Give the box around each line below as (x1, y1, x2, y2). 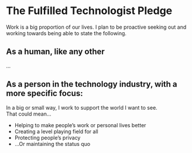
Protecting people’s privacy (14, 134, 81, 141)
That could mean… (6, 110, 52, 117)
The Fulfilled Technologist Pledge (6, 4, 173, 18)
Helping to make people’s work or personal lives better (14, 121, 146, 128)
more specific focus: (6, 89, 83, 98)
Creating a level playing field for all (14, 128, 98, 135)
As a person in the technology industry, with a (6, 79, 177, 89)
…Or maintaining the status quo (14, 140, 91, 147)
